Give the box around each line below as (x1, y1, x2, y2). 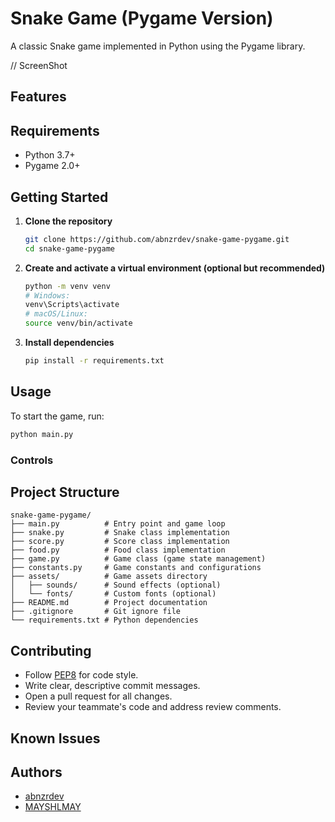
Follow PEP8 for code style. (24, 669, 139, 681)
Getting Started (10, 188, 109, 206)
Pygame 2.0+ (24, 160, 81, 172)
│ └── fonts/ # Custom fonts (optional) (10, 589, 217, 599)
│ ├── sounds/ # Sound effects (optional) (10, 580, 222, 591)
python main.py (10, 429, 74, 439)
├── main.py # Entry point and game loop (10, 519, 226, 529)
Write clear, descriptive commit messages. (24, 680, 201, 692)
